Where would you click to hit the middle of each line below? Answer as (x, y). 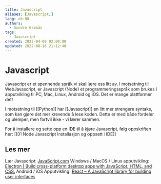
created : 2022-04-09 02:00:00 (36, 42)
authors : (14, 23)
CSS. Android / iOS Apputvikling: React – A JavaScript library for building (78, 171)
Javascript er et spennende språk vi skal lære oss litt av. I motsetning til (77, 84)
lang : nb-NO (17, 19)
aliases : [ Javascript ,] (29, 14)
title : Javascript (24, 10)
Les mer (18, 149)
